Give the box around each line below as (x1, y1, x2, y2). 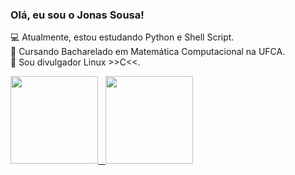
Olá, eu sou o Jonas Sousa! (10, 8, 145, 22)
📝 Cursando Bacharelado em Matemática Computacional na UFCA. (10, 46, 286, 58)
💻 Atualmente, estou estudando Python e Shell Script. (10, 31, 235, 43)
